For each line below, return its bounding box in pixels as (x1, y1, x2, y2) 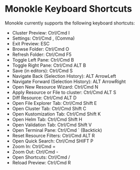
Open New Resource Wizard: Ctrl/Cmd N (12, 83, 99, 90)
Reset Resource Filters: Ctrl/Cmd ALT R (12, 132, 95, 138)
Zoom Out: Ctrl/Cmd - (12, 149, 59, 155)
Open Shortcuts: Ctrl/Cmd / (12, 154, 70, 160)
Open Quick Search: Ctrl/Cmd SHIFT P (12, 138, 94, 144)
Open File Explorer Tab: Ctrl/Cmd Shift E (12, 100, 97, 106)
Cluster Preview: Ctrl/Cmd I (12, 30, 70, 36)
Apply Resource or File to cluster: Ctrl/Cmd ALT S (12, 89, 116, 95)
